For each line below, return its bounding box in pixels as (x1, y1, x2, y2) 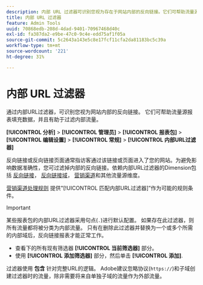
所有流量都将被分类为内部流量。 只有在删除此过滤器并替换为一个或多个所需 (6, 224, 193, 231)
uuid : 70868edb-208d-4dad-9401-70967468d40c (6, 25, 120, 32)
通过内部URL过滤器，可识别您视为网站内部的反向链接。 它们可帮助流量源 (6, 108, 188, 115)
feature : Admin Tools (6, 20, 61, 26)
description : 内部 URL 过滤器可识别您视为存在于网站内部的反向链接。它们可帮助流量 (6, 8, 195, 15)
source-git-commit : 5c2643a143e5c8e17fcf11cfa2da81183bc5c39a (6, 37, 166, 43)
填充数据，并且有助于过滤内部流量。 (11, 115, 101, 123)
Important (6, 203, 31, 211)
